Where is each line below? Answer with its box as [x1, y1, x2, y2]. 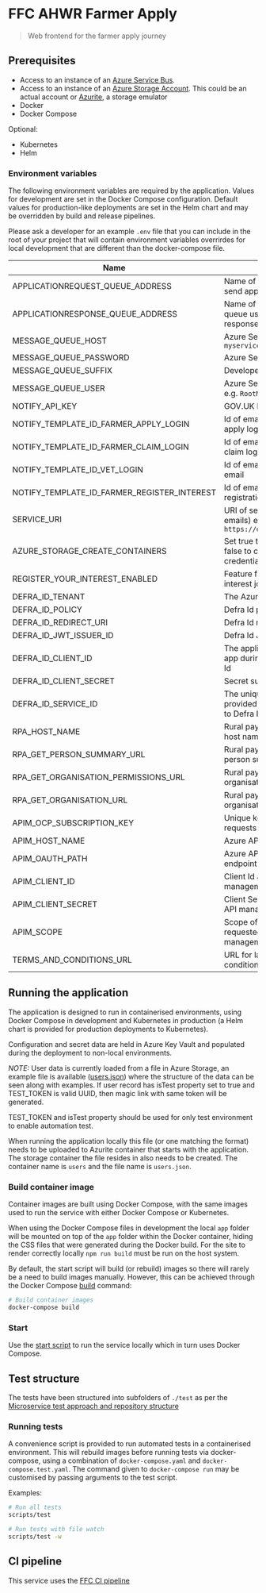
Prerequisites [8, 54, 76, 67]
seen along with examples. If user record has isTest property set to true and [8, 1080, 256, 1090]
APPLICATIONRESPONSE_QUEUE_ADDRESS [12, 309, 178, 320]
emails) [223, 515, 252, 526]
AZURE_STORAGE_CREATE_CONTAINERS [12, 545, 167, 556]
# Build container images [8, 1296, 93, 1304]
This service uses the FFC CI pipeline [8, 1576, 131, 1585]
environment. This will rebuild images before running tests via [8, 1448, 210, 1457]
